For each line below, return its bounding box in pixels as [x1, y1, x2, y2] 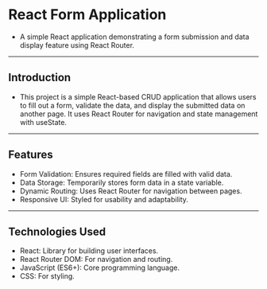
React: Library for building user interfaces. [19, 246, 159, 256]
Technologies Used [8, 225, 106, 238]
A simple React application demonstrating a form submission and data [19, 32, 250, 41]
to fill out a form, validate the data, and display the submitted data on [19, 100, 246, 110]
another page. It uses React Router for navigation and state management [19, 109, 258, 119]
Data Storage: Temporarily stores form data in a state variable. [19, 178, 224, 187]
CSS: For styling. [19, 271, 75, 281]
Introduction [8, 71, 72, 84]
